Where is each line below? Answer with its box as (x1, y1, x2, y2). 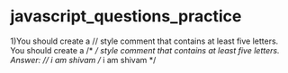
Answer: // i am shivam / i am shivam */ (10, 54, 157, 65)
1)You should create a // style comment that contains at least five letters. (10, 36, 279, 46)
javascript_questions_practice (10, 6, 242, 27)
